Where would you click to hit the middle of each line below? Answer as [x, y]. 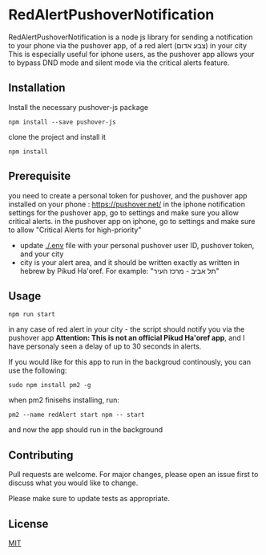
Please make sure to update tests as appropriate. [89, 499]
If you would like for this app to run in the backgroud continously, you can [129, 362]
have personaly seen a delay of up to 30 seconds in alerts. [105, 346]
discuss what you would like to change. [73, 483]
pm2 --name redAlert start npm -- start [77, 415]
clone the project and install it [57, 137]
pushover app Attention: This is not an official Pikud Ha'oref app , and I [127, 338]
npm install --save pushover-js [62, 122]
